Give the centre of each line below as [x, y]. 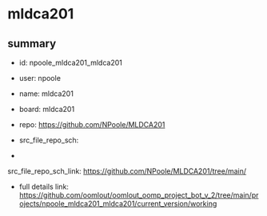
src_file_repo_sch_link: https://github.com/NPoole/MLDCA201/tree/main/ [127, 171]
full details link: [44, 186]
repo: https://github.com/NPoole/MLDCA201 [92, 124]
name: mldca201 [46, 94]
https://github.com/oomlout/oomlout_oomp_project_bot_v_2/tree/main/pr [139, 195]
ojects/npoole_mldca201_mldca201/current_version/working [118, 204]
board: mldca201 [47, 109]
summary [32, 44]
